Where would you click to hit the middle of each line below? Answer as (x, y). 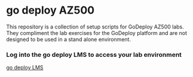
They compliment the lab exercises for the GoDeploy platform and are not (96, 33)
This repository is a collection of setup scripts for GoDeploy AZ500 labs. (95, 27)
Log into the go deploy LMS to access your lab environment (94, 54)
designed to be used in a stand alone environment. (69, 39)
